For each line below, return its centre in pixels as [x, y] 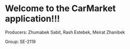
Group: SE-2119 [20, 41]
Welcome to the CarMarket [60, 8]
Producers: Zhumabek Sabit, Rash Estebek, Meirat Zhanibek [65, 32]
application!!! [32, 19]
